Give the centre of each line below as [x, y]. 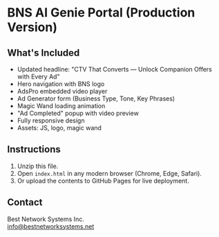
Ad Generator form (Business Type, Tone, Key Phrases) [96, 99]
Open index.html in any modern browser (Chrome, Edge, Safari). [109, 173]
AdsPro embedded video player [62, 91]
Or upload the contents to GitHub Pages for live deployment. [103, 181]
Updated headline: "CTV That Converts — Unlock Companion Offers [114, 69]
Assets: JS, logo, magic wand [59, 128]
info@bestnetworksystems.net [51, 226]
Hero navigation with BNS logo [61, 84]
